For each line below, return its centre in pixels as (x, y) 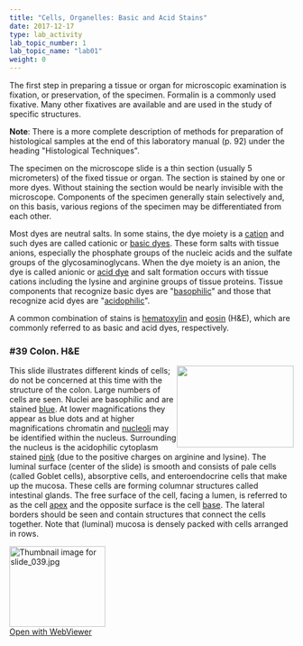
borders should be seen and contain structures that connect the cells (138, 514)
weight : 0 (28, 60)
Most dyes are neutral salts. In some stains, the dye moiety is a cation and (147, 234)
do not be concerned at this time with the (86, 381)
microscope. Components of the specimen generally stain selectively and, (147, 197)
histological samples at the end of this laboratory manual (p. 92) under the (147, 141)
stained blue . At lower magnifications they (87, 409)
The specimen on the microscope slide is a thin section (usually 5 (131, 168)
